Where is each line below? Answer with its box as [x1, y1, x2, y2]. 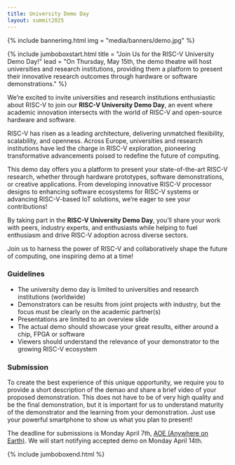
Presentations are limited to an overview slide [17, 315, 149, 323]
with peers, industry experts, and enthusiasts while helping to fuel [7, 223, 198, 231]
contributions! [7, 202, 48, 210]
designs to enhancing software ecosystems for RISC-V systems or [7, 187, 199, 196]
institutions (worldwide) [17, 292, 86, 301]
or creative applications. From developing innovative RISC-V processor [7, 180, 212, 188]
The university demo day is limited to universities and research [17, 285, 199, 293]
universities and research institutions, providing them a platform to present [7, 65, 223, 73]
